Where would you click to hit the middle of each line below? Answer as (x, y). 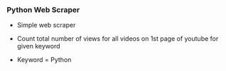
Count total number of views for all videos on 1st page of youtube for (118, 39)
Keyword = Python (44, 60)
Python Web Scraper (43, 10)
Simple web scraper (46, 25)
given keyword (39, 46)
